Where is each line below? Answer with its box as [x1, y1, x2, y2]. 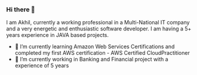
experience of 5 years [14, 62, 69, 69]
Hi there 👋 [6, 5, 36, 14]
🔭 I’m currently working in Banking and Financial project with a [14, 56, 168, 63]
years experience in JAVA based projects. [6, 32, 109, 39]
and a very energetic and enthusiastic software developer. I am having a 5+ [6, 25, 192, 32]
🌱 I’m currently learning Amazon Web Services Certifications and [14, 43, 175, 50]
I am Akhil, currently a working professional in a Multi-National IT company [6, 19, 190, 26]
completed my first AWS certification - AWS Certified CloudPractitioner [14, 49, 190, 57]
